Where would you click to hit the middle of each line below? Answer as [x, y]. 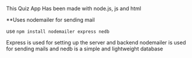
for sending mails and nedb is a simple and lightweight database [85, 49]
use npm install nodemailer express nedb [58, 31]
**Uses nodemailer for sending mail [50, 20]
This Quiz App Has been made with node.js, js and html [74, 8]
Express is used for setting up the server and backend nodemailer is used [96, 42]
